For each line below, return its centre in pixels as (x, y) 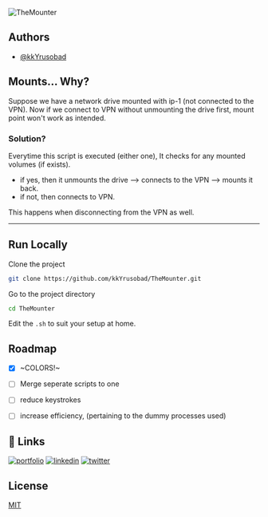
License (28, 485)
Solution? (27, 138)
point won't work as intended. (57, 118)
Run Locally (38, 245)
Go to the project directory (52, 294)
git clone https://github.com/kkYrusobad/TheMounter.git (105, 278)
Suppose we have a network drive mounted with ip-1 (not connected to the (131, 101)
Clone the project (37, 264)
